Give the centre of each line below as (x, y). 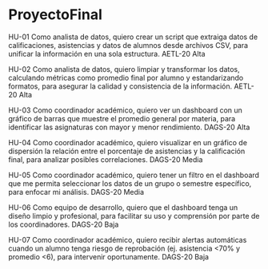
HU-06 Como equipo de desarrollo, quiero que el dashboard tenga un (123, 207)
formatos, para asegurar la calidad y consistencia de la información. (120, 86)
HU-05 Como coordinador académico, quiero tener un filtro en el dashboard (134, 175)
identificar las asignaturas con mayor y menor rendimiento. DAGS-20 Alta (129, 127)
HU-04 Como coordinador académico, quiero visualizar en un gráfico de (128, 142)
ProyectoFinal (55, 15)
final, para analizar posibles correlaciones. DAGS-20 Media (106, 159)
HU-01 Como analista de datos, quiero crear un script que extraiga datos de (133, 37)
